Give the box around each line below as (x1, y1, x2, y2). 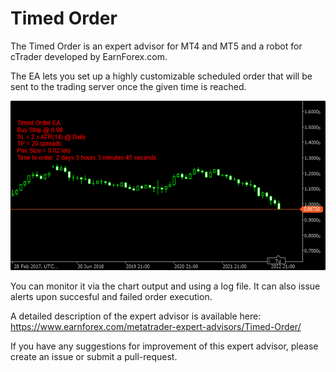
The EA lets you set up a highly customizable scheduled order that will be (10, 70, 313, 82)
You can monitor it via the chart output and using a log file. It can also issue (10, 280, 321, 292)
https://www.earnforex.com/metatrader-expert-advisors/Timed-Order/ (10, 320, 302, 332)
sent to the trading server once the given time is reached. (10, 80, 247, 92)
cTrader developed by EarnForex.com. (10, 50, 168, 62)
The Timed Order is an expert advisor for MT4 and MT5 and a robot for (10, 40, 303, 52)
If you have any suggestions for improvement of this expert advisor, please (10, 340, 319, 352)
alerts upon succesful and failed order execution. (10, 290, 213, 302)
